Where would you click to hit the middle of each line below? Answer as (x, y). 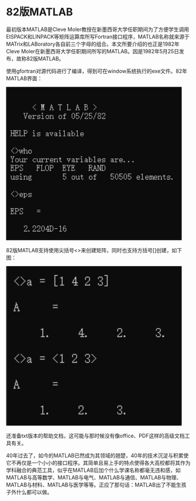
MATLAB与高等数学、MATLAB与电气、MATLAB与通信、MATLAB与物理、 (94, 478)
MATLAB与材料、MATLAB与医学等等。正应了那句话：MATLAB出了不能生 (94, 485)
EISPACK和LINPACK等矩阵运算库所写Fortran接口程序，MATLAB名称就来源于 (98, 36)
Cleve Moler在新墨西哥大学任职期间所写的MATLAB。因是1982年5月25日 (93, 51)
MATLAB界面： (24, 78)
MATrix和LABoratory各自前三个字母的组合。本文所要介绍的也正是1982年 (93, 44)
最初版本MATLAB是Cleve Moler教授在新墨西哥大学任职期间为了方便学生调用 (97, 29)
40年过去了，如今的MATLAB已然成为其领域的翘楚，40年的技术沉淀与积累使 (97, 456)
